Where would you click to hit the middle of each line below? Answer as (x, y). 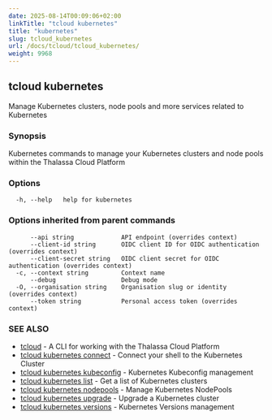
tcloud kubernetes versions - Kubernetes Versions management (127, 407)
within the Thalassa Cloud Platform (67, 162)
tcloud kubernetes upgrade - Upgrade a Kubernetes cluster (119, 398)
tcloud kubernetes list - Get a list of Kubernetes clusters (114, 381)
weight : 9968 (30, 54)
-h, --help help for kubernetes (74, 200)
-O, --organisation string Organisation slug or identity (121, 287)
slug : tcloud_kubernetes (50, 39)
